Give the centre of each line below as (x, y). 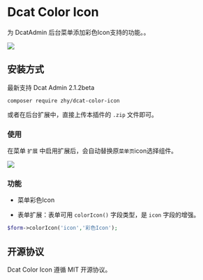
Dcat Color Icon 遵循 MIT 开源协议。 (59, 270)
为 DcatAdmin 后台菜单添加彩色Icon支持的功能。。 (78, 32)
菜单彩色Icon (36, 200)
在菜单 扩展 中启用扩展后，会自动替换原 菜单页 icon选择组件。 (92, 151)
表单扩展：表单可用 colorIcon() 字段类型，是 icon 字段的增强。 (108, 215)
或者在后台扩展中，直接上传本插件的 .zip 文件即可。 (83, 114)
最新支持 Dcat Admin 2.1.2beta (51, 87)
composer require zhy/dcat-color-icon (63, 101)
